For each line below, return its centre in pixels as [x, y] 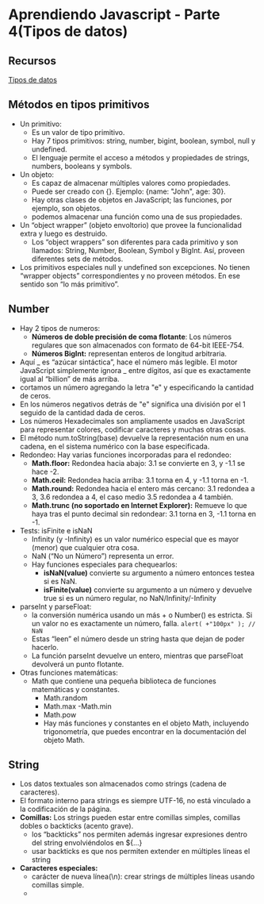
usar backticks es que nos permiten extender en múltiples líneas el [141, 852]
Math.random [65, 698]
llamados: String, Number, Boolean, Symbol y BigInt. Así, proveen [138, 250]
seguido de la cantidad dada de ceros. [82, 412]
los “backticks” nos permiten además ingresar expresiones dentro [140, 834]
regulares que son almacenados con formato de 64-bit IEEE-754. [138, 345]
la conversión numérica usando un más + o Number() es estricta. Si [142, 615]
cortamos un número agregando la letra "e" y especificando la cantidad [137, 387]
